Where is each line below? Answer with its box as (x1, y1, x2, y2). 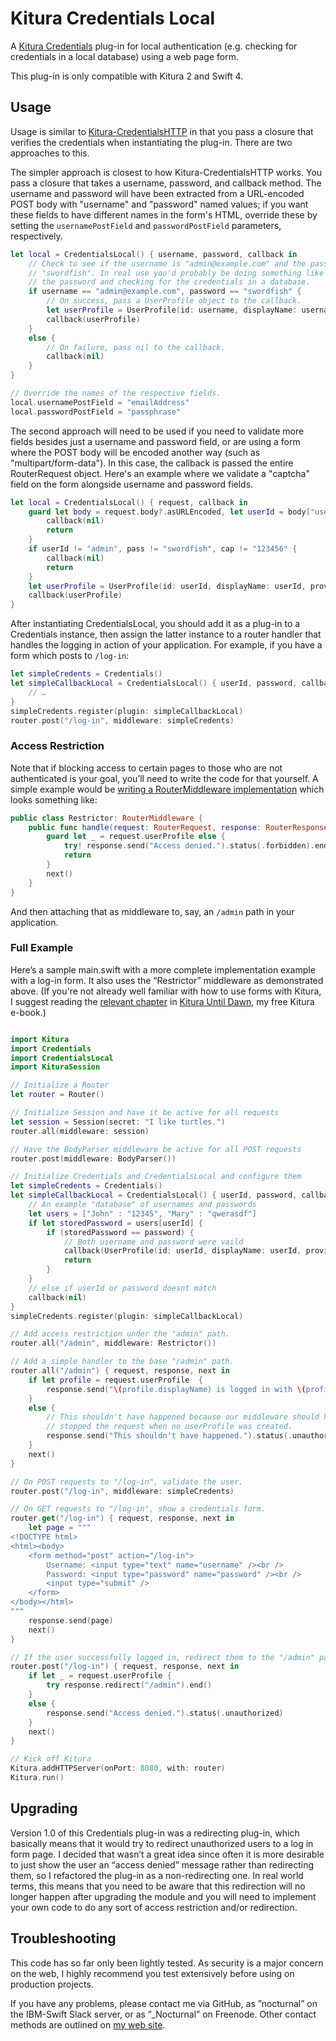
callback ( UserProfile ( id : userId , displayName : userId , (63, 1246, 302, 1256)
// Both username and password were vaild (63, 1237, 244, 1247)
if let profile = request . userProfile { (28, 1375, 203, 1385)
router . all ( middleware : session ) (10, 1126, 150, 1136)
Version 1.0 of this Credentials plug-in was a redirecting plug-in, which (10, 1827, 300, 1839)
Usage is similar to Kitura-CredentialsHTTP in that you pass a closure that (10, 125, 314, 137)
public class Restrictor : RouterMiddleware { (10, 813, 203, 823)
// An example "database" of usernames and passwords (28, 1200, 257, 1210)
